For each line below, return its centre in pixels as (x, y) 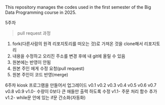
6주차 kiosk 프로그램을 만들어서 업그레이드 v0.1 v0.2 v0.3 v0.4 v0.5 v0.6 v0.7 (81, 85)
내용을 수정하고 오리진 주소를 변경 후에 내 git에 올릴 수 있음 (69, 56)
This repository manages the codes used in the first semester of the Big (78, 7)
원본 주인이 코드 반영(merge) (40, 75)
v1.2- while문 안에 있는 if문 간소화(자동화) (45, 98)
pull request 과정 (34, 33)
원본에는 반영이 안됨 (31, 62)
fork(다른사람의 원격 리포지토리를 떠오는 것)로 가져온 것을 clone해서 (78, 44)
